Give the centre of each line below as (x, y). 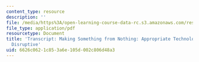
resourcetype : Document (36, 34)
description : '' (26, 17)
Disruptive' (26, 45)
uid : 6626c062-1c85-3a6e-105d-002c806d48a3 (61, 50)
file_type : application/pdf (41, 28)
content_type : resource (36, 12)
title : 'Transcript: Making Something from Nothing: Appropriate (88, 39)
